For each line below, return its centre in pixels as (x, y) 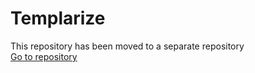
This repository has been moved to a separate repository (127, 46)
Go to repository (44, 56)
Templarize (58, 18)
